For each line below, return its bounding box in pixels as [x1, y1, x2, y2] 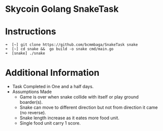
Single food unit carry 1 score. [19, 120, 81, 126]
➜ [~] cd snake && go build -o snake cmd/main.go [5, 47, 114, 52]
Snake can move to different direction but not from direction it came [19, 104, 158, 110]
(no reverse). [19, 110, 46, 116]
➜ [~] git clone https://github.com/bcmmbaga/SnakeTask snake [5, 42, 138, 47]
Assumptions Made [12, 89, 52, 95]
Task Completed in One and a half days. [12, 84, 94, 90]
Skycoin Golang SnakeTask [5, 3, 119, 15]
